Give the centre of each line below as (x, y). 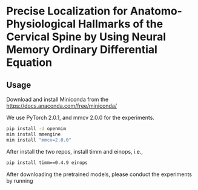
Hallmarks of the (120, 24)
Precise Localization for (67, 11)
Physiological (41, 24)
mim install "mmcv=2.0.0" (39, 140)
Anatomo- (156, 11)
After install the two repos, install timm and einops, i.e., (75, 151)
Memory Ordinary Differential (82, 50)
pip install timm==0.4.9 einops (47, 162)
